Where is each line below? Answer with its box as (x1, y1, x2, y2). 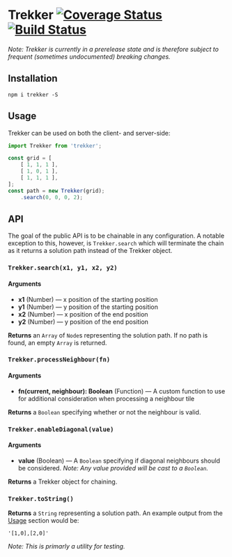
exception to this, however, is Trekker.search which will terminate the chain (8, 239, 224, 247)
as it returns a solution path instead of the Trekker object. (8, 247, 173, 255)
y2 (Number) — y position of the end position (17, 317, 149, 326)
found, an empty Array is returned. (8, 338, 107, 347)
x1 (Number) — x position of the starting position (17, 295, 158, 303)
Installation (8, 73, 58, 85)
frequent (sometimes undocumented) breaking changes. (8, 52, 171, 61)
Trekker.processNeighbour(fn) (8, 356, 111, 363)
